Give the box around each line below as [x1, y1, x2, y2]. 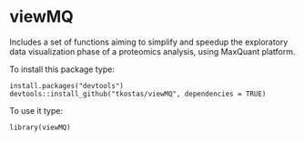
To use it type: [9, 105, 64, 116]
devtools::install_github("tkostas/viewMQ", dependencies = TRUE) [9, 89, 267, 98]
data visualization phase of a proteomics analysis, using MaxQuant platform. [9, 45, 296, 56]
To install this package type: [9, 64, 116, 75]
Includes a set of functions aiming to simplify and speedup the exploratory [9, 36, 289, 47]
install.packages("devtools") [9, 81, 125, 90]
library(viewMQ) [9, 123, 71, 132]
